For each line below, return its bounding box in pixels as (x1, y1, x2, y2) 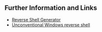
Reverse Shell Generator (11, 16, 61, 22)
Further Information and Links (4, 4, 97, 12)
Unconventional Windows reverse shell (11, 22, 90, 28)
